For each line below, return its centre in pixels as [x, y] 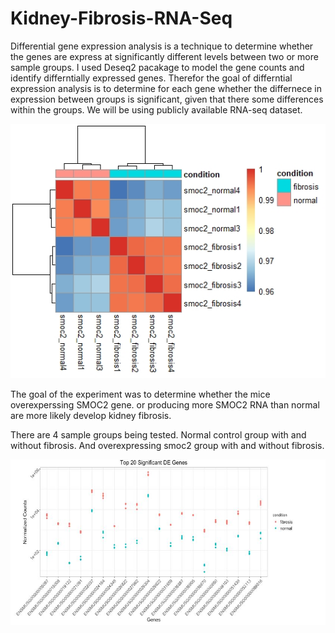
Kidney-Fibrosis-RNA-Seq [121, 18]
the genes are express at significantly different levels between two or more [164, 56]
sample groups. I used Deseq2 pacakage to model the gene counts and [157, 67]
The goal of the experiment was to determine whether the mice [140, 394]
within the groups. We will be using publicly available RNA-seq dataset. [156, 109]
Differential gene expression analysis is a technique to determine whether [162, 46]
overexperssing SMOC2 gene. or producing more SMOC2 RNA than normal [165, 404]
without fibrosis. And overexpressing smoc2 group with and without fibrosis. [167, 445]
